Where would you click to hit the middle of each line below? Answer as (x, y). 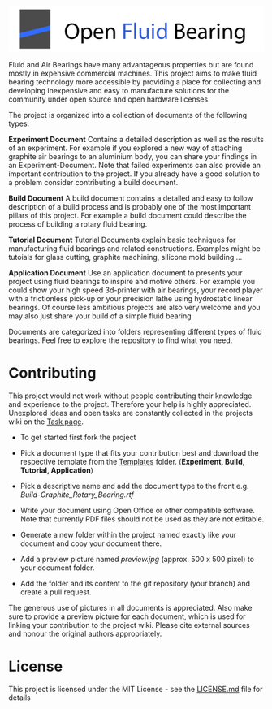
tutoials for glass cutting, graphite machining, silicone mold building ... (125, 257)
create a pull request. (56, 592)
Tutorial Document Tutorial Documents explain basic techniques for (122, 240)
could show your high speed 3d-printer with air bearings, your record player (136, 290)
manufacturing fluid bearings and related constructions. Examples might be (135, 248)
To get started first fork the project (78, 437)
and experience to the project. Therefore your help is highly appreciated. (130, 404)
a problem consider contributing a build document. (93, 182)
